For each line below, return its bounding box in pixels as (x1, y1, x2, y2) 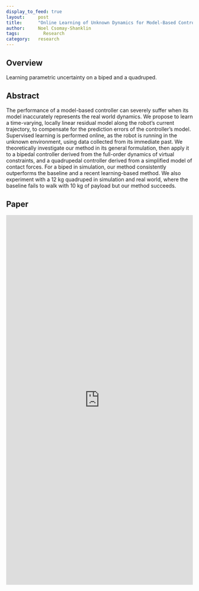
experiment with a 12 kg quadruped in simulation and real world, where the (6, 176, 188, 183)
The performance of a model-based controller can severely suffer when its (6, 106, 189, 114)
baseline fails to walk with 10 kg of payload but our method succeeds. (6, 182, 176, 189)
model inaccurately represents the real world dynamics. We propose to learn (6, 113, 193, 120)
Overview (6, 58, 43, 68)
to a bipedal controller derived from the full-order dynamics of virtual (6, 150, 175, 157)
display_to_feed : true (6, 8, 62, 15)
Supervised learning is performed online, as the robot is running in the (6, 131, 178, 139)
